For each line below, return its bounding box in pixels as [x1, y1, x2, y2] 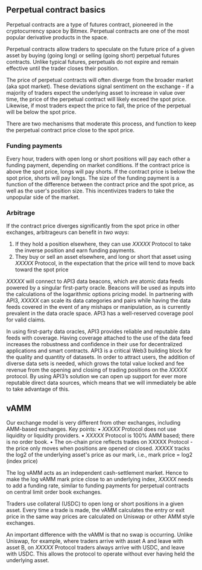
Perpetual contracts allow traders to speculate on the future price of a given [6, 45, 195, 52]
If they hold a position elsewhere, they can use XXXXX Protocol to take [14, 241, 191, 248]
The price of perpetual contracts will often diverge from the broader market [6, 76, 194, 83]
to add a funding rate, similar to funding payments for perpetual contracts [6, 482, 189, 489]
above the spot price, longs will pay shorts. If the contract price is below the [6, 168, 195, 176]
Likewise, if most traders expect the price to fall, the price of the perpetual [6, 102, 191, 109]
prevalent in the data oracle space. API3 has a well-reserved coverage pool [6, 310, 194, 317]
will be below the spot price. [6, 108, 77, 115]
